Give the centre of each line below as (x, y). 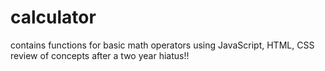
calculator (53, 17)
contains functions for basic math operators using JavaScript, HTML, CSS (162, 45)
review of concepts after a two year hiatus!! (100, 55)
